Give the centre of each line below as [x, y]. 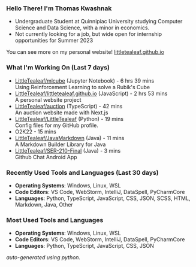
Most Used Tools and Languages [55, 220]
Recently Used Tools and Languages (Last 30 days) [82, 172]
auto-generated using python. [43, 257]
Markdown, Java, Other [44, 204]
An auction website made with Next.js [61, 113]
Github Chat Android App [46, 157]
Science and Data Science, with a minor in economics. [82, 28]
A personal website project [48, 99]
